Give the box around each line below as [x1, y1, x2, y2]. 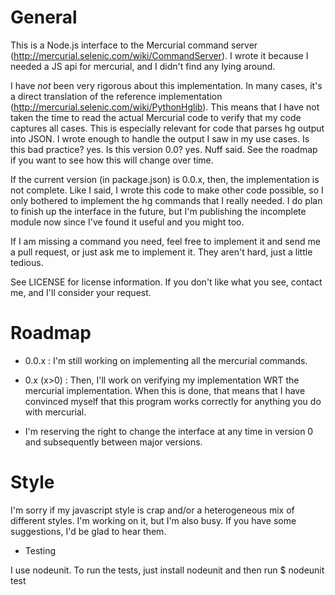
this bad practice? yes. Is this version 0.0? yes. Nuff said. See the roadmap [10, 143, 318, 155]
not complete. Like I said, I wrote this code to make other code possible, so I [10, 184, 324, 196]
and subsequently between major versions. [24, 436, 203, 448]
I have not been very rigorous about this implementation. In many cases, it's [10, 79, 323, 91]
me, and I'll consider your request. [10, 286, 152, 298]
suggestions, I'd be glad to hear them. [10, 525, 167, 537]
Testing [24, 544, 57, 556]
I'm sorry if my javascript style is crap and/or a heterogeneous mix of [10, 504, 295, 516]
